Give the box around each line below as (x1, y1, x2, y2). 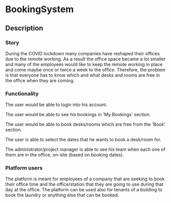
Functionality (5, 90, 39, 97)
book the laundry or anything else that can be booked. (5, 192, 119, 198)
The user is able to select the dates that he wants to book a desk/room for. (5, 137, 161, 143)
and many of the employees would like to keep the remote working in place (5, 61, 163, 67)
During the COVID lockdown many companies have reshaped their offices (5, 50, 160, 56)
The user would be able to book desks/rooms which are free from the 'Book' (5, 121, 165, 127)
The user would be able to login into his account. (5, 101, 108, 108)
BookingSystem (5, 4, 74, 15)
